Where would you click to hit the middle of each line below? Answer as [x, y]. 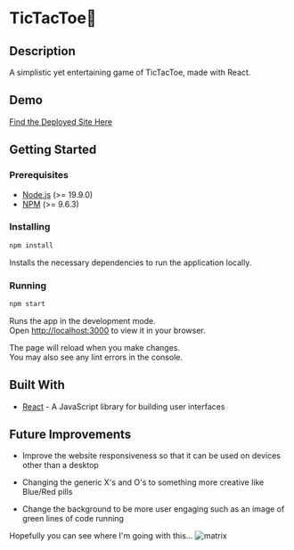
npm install [31, 245]
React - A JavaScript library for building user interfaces [123, 406]
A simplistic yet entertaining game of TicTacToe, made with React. [130, 72]
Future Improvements [70, 435]
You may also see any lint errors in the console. [96, 357]
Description [42, 51]
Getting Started [53, 150]
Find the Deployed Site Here [61, 121]
